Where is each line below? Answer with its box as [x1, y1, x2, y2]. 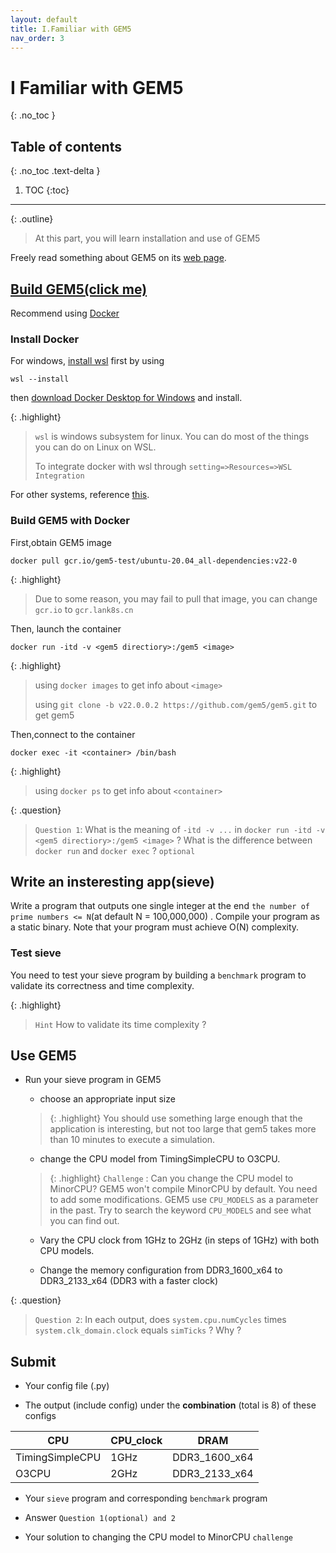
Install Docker [10, 332, 80, 346]
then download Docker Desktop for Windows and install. [10, 392, 243, 404]
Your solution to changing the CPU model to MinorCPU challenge [24, 1531, 294, 1543]
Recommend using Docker [10, 307, 120, 319]
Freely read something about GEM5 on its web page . [10, 252, 227, 264]
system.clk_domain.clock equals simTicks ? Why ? [34, 1324, 242, 1336]
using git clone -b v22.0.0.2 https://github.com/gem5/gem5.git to [34, 698, 318, 710]
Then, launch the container [10, 622, 122, 635]
